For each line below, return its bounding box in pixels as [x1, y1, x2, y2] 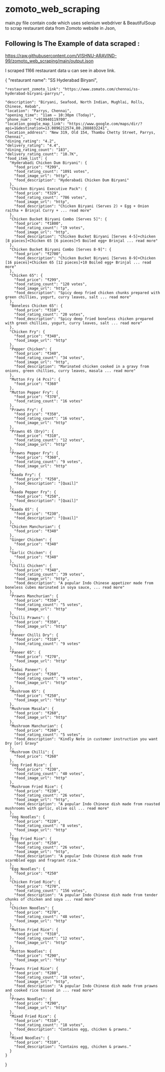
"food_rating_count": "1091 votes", [14, 169, 90, 174]
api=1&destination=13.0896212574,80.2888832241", [5, 125, 110, 131]
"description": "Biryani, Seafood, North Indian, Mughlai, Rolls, [5, 100, 145, 104]
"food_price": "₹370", [14, 394, 61, 399]
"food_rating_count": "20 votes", [14, 312, 85, 317]
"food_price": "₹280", [14, 970, 61, 975]
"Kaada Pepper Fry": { [9, 489, 56, 495]
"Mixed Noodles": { [9, 1035, 50, 1040]
